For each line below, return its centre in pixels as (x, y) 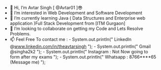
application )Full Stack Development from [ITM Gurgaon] (67, 23)
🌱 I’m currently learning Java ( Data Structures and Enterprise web (78, 18)
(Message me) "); (28, 62)
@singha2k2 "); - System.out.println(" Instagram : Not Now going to (79, 52)
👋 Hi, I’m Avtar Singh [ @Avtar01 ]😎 (46, 8)
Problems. (20, 34)
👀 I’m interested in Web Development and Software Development (76, 13)
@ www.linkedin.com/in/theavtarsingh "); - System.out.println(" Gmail (80, 46)
